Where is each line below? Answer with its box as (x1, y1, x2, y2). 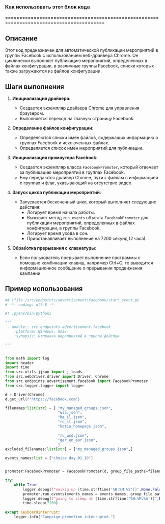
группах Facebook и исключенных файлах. (19, 139, 110, 146)
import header (5, 360, 34, 365)
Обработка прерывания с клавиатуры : (12, 245, 97, 251)
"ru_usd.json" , (57, 433, 89, 438)
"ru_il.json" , (57, 420, 87, 425)
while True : (14, 482, 38, 487)
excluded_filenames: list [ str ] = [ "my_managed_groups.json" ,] (5, 447, 133, 452)
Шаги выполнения (5, 82, 64, 91)
